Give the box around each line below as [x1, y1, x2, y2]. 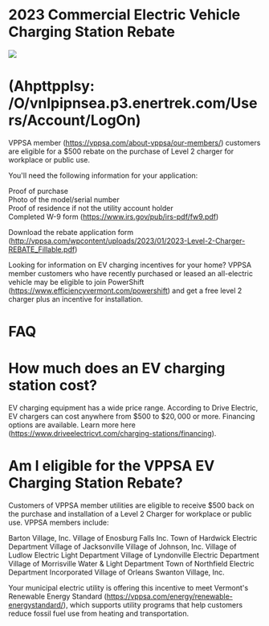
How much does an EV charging [8, 360, 226, 377]
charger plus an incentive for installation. [8, 294, 143, 303]
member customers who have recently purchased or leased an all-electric [8, 268, 253, 278]
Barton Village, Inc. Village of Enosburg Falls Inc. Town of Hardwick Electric [8, 533, 258, 542]
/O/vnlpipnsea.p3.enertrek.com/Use [8, 94, 258, 113]
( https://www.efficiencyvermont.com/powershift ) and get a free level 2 [8, 286, 243, 295]
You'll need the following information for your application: [8, 171, 198, 180]
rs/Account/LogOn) [8, 111, 141, 130]
